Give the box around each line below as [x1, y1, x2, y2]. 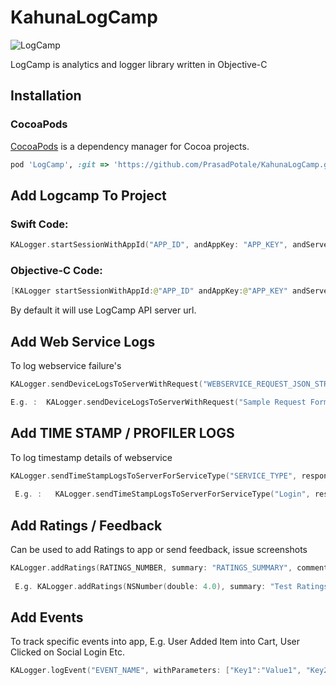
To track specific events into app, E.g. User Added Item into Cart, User [10, 636, 300, 648]
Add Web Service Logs [10, 333, 156, 350]
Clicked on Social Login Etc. [10, 646, 125, 658]
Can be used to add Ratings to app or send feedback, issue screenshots [10, 544, 308, 556]
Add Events [10, 609, 84, 626]
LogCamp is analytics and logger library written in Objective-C [10, 58, 268, 70]
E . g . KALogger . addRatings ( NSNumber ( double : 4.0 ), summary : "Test [14, 581, 293, 591]
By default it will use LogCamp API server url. [10, 304, 197, 316]
